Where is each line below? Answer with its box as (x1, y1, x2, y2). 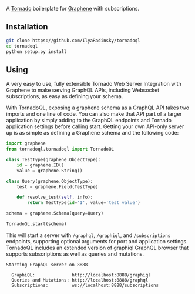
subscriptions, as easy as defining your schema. (6, 93, 123, 100)
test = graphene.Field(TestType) (16, 183, 99, 190)
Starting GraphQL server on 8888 (6, 262, 88, 268)
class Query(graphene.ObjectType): (6, 178, 93, 184)
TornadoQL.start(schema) (6, 221, 67, 227)
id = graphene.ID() (16, 162, 65, 168)
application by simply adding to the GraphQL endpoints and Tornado (6, 117, 172, 124)
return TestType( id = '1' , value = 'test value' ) (27, 200, 141, 206)
